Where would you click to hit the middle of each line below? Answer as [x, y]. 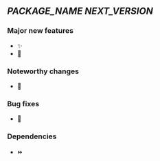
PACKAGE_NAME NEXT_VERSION [80, 11]
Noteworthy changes [43, 71]
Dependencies [32, 136]
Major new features [41, 31]
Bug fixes [23, 103]
